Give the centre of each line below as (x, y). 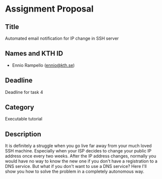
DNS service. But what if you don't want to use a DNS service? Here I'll (76, 166)
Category (20, 107)
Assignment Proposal (49, 9)
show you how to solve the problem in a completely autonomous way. (75, 172)
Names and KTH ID (34, 53)
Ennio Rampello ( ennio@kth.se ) (43, 65)
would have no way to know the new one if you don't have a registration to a (81, 161)
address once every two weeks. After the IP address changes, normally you (81, 156)
